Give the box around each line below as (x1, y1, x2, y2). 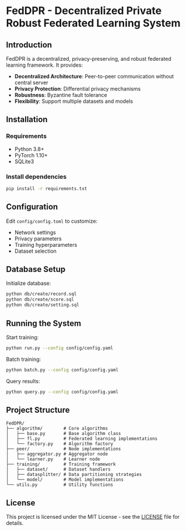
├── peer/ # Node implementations (6, 446, 121, 452)
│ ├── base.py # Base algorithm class (6, 431, 121, 437)
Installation (6, 115, 48, 125)
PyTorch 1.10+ (14, 151, 48, 158)
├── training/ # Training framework (6, 461, 116, 467)
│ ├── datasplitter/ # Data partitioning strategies (6, 472, 142, 478)
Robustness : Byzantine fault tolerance (14, 92, 108, 98)
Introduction (6, 40, 52, 50)
